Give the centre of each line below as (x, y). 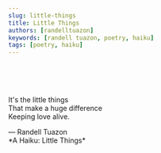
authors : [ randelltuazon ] (51, 30)
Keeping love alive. (39, 117)
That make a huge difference (56, 109)
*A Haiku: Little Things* (47, 140)
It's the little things (38, 100)
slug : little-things (42, 15)
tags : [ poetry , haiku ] (46, 45)
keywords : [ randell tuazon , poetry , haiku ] (81, 38)
